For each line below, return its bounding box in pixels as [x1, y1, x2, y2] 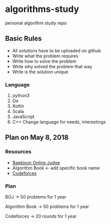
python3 [12, 93, 30, 99]
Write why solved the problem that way [12, 63, 93, 69]
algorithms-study [5, 3, 79, 15]
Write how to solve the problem [12, 58, 77, 64]
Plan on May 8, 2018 [5, 133, 69, 142]
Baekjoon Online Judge [12, 159, 60, 165]
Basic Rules [5, 34, 42, 43]
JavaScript [12, 113, 35, 120]
